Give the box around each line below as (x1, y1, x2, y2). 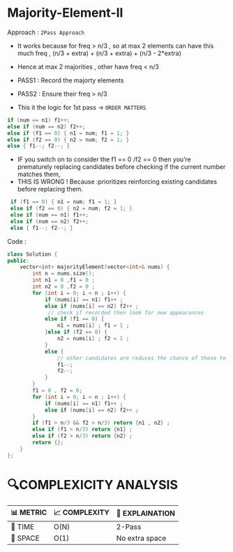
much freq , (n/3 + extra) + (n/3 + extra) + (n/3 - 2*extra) (17, 49, 181, 57)
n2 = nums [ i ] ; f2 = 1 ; (57, 335, 130, 342)
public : (7, 257, 30, 264)
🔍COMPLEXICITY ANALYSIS (7, 477, 179, 493)
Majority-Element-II (7, 5, 123, 21)
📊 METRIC (10, 507, 47, 517)
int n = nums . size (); (32, 270, 96, 277)
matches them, (17, 170, 61, 179)
